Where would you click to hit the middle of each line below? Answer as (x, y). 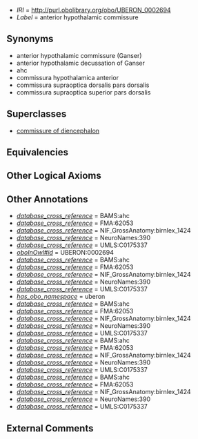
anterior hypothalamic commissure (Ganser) (79, 55)
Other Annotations (47, 199)
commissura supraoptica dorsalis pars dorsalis (83, 85)
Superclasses (37, 114)
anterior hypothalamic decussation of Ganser (81, 63)
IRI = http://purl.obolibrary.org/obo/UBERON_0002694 (93, 10)
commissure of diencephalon (58, 130)
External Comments (50, 428)
